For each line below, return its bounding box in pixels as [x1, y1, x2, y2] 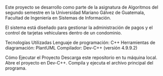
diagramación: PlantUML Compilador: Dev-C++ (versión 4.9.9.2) [5, 45, 137, 50]
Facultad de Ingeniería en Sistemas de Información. [5, 15, 111, 20]
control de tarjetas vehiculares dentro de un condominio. [5, 30, 122, 35]
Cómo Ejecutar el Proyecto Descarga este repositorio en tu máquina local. [5, 54, 157, 60]
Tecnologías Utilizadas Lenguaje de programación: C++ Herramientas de [5, 39, 155, 45]
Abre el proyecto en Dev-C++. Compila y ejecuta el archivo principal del [5, 60, 153, 65]
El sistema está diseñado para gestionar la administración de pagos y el [5, 24, 153, 30]
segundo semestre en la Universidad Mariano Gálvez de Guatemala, [5, 9, 145, 15]
